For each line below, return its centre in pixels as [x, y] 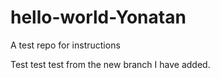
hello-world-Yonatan [98, 17]
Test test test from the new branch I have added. [110, 64]
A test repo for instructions [65, 45]
